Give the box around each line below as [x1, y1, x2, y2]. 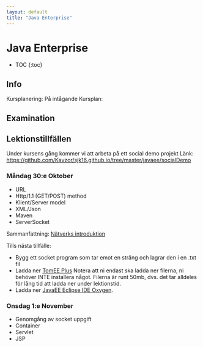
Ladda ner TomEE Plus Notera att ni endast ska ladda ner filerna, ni [15, 267, 184, 274]
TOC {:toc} [15, 61, 43, 69]
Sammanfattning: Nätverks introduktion [6, 230, 106, 237]
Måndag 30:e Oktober [6, 172, 73, 181]
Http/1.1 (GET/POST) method [15, 192, 87, 200]
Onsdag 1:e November [6, 301, 74, 310]
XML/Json [15, 205, 42, 212]
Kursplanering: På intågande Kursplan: [6, 95, 103, 103]
